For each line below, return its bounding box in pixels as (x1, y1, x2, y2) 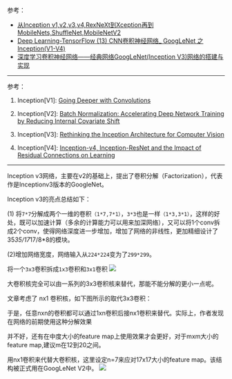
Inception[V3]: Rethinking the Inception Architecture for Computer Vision (17, 130, 224, 138)
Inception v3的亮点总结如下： (7, 195, 91, 203)
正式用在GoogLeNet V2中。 (19, 365, 98, 372)
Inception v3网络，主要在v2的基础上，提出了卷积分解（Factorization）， (7, 172, 211, 179)
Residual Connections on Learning (17, 151, 115, 159)
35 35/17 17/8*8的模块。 (7, 235, 74, 244)
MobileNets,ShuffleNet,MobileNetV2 (17, 28, 122, 37)
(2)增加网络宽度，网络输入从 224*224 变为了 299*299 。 (7, 251, 156, 258)
